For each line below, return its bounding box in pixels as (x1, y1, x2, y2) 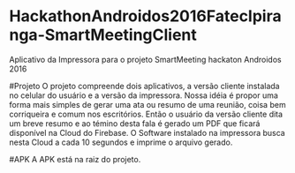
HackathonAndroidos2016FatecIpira (9, 6, 282, 26)
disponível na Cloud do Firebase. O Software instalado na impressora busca (9, 127, 285, 138)
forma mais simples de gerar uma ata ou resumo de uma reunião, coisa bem (9, 99, 286, 109)
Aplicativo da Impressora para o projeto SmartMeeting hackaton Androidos (9, 54, 282, 64)
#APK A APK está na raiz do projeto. (9, 154, 141, 164)
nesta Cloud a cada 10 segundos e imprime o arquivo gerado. (9, 137, 233, 147)
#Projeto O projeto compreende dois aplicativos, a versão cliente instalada (9, 80, 280, 91)
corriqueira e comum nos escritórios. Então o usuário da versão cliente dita (9, 109, 284, 119)
